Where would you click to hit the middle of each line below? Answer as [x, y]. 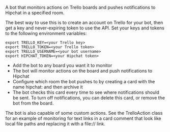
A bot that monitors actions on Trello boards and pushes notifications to [80, 7]
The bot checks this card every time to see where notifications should [86, 92]
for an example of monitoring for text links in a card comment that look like [83, 118]
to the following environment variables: [46, 33]
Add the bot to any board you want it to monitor [62, 65]
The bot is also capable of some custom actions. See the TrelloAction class [84, 113]
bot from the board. [33, 103]
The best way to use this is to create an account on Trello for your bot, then [84, 23]
